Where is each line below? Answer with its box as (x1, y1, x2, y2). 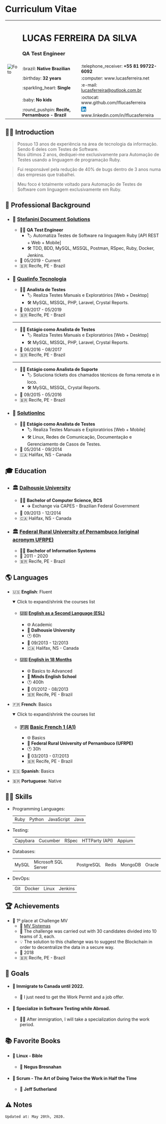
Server (34, 864, 48, 870)
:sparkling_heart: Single (22, 85, 71, 90)
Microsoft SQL (34, 859, 63, 865)
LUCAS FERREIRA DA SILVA (22, 33, 137, 44)
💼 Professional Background (5, 201, 90, 209)
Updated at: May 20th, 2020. (5, 1114, 65, 1120)
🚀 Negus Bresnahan (19, 1064, 62, 1070)
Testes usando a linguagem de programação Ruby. (17, 157, 121, 163)
